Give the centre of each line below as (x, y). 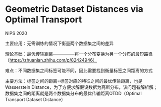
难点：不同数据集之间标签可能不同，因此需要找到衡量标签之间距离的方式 (79, 71)
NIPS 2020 (16, 33)
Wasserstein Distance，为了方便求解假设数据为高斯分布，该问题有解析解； (81, 87)
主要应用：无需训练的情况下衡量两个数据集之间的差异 (59, 43)
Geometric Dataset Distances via (74, 9)
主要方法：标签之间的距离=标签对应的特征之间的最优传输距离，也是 (74, 81)
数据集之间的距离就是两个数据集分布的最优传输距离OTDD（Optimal (74, 93)
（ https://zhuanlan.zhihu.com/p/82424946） (51, 60)
